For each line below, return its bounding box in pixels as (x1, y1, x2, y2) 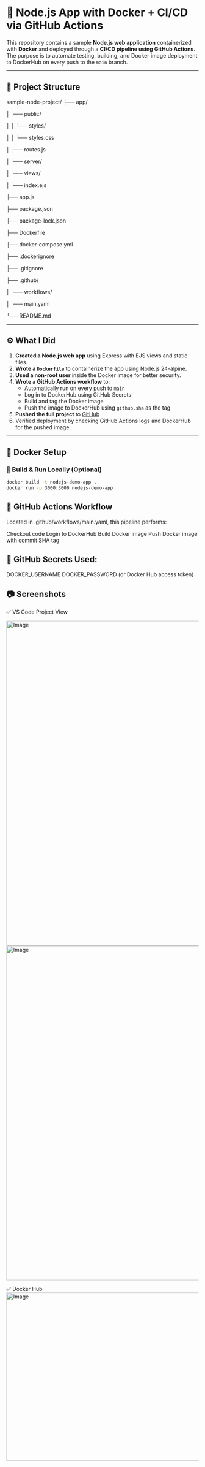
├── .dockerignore (6, 253, 55, 260)
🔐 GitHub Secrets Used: (6, 554, 98, 565)
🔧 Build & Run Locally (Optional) (6, 465, 102, 474)
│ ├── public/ (6, 110, 41, 117)
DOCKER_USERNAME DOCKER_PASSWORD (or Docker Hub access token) (6, 570, 194, 578)
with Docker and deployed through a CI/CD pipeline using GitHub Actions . (6, 45, 196, 53)
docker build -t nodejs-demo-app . (6, 479, 97, 486)
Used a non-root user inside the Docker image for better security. (15, 371, 181, 379)
